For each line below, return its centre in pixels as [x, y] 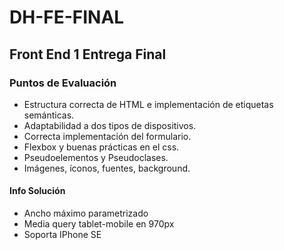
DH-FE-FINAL [67, 17]
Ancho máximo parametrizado [86, 213]
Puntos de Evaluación [63, 83]
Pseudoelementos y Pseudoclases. [96, 157]
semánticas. [49, 115]
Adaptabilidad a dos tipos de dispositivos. [110, 125]
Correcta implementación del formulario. [107, 136]
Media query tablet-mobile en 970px [99, 224]
